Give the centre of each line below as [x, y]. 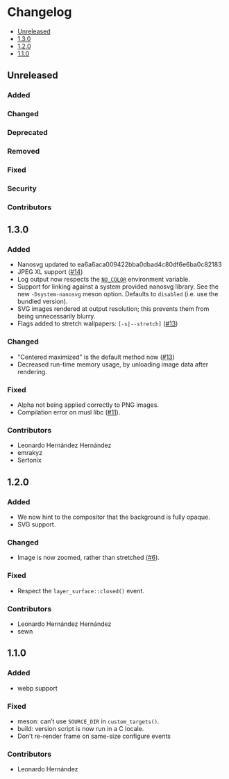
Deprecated [28, 133]
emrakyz [30, 453]
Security [22, 188]
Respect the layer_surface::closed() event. [80, 591]
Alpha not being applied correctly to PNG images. [88, 405]
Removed [24, 152]
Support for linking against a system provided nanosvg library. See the [118, 287]
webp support [37, 688]
